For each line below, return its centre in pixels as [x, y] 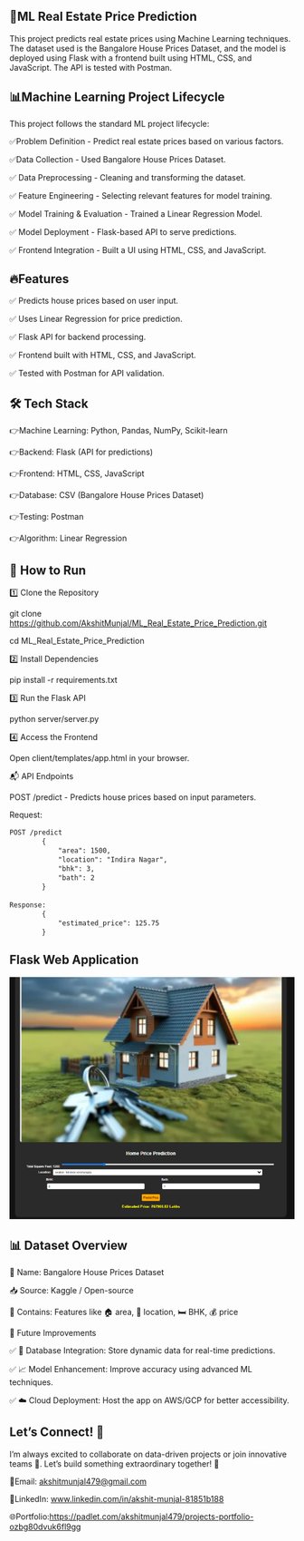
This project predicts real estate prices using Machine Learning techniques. [150, 38]
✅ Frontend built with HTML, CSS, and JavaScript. [103, 356]
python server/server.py [54, 719]
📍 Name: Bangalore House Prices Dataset [87, 1272]
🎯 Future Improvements [53, 1332]
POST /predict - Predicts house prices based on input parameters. [133, 797]
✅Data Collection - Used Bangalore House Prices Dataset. [118, 159]
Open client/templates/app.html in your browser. [100, 758]
